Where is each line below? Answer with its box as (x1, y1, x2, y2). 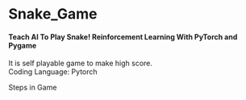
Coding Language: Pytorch (8, 67, 98, 77)
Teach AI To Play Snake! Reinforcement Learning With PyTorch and (8, 31, 238, 41)
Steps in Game (8, 82, 57, 93)
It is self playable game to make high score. (8, 58, 153, 69)
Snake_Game (8, 5, 98, 23)
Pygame (8, 40, 37, 50)
